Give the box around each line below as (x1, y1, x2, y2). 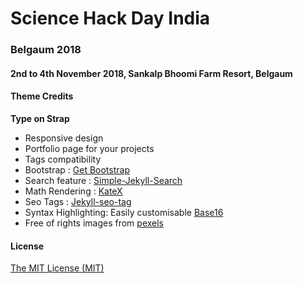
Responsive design (24, 132, 104, 144)
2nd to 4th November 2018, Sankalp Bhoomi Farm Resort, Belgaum (10, 67, 293, 79)
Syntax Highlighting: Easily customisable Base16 (24, 206, 224, 218)
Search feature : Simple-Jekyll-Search (24, 174, 183, 186)
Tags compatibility (24, 153, 102, 165)
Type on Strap (10, 112, 70, 124)
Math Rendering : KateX (24, 185, 123, 197)
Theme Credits (10, 90, 74, 102)
